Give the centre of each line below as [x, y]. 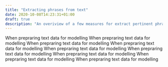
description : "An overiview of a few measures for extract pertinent [79, 24]
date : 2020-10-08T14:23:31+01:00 [40, 14]
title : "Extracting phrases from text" [47, 10]
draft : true [17, 19]
